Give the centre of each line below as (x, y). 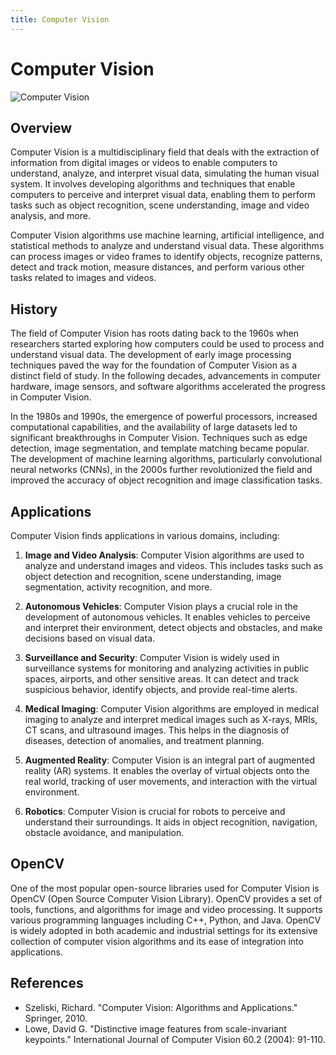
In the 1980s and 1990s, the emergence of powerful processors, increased (164, 417)
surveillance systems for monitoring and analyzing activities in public (167, 668)
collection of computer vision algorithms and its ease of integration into (157, 941)
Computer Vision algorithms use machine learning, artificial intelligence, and (167, 235)
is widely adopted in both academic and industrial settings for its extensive (164, 930)
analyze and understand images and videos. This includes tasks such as (174, 565)
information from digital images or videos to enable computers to (144, 163)
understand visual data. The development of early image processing (151, 355)
